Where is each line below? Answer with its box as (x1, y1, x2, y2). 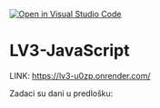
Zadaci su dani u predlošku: (9, 87, 114, 99)
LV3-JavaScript (9, 41, 130, 61)
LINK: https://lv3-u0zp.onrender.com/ (9, 70, 151, 81)
